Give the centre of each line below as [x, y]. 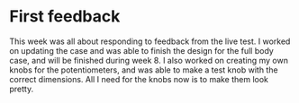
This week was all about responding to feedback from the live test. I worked [150, 41]
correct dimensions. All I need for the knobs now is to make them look [139, 79]
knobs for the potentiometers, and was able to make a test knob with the [144, 70]
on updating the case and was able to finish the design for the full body [142, 50]
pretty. [22, 89]
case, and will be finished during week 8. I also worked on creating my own [149, 60]
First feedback [65, 17]
